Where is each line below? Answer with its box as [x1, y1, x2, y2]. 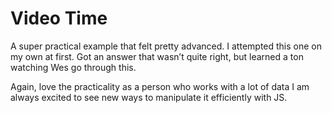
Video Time [10, 7, 108, 30]
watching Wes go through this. [10, 61, 137, 73]
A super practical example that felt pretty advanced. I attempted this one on [10, 40, 323, 52]
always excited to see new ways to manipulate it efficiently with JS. [10, 91, 288, 103]
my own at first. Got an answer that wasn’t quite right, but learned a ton [10, 50, 304, 62]
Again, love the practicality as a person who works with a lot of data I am [10, 80, 310, 92]
